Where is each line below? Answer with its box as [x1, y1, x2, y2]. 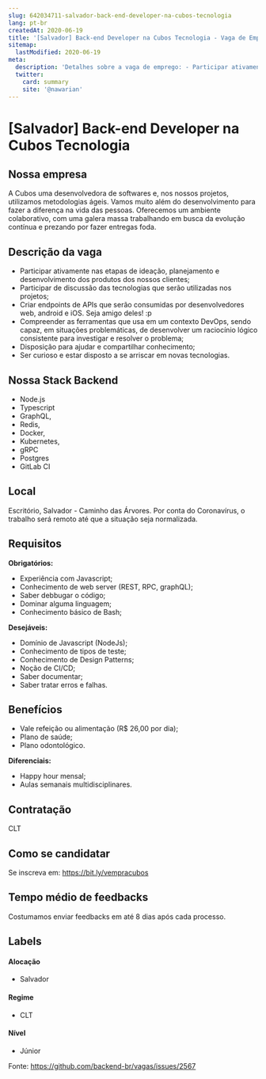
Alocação [8, 956, 41, 967]
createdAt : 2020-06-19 [8, 26, 83, 34]
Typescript [19, 403, 55, 412]
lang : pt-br [8, 19, 47, 27]
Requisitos [8, 537, 62, 551]
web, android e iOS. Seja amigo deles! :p [19, 308, 152, 318]
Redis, [19, 420, 41, 429]
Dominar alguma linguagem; [19, 599, 112, 608]
